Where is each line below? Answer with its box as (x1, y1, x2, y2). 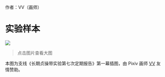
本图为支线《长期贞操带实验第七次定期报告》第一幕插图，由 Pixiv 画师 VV (5, 60, 156, 66)
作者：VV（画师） (5, 4, 42, 10)
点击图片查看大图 (17, 50, 53, 56)
